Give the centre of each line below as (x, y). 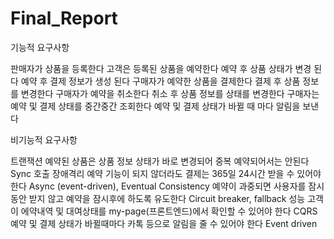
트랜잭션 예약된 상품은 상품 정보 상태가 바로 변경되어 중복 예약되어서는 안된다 (160, 161)
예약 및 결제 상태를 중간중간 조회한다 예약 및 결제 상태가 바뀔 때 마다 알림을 (155, 106)
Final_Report (64, 18)
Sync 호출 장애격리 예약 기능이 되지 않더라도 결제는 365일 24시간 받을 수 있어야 (166, 173)
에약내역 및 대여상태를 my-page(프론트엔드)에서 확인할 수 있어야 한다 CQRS (169, 211)
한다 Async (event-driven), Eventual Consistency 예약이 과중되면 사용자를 (158, 186)
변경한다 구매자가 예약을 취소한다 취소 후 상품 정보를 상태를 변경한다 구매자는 (170, 93)
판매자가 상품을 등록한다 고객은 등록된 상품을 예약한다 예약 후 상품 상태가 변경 (161, 68)
